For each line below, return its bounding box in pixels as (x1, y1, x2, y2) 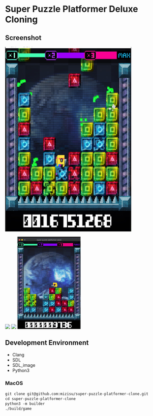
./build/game (5, 406, 32, 412)
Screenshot (5, 33, 42, 42)
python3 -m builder (5, 401, 45, 407)
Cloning (5, 14, 38, 25)
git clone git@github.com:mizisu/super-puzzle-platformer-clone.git (5, 391, 149, 397)
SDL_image (12, 362, 35, 368)
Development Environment (5, 339, 89, 347)
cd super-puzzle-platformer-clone (5, 396, 76, 402)
